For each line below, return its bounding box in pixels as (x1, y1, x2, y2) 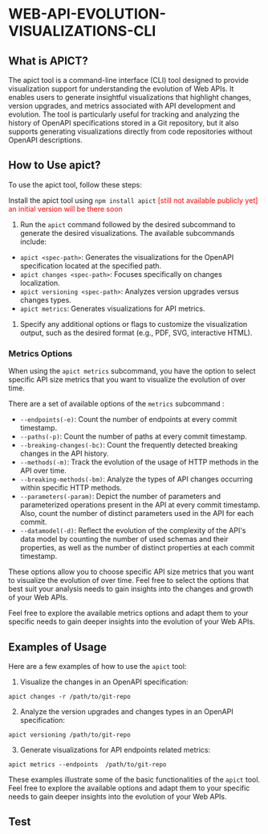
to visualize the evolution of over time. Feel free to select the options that (8, 576, 250, 585)
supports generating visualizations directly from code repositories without (8, 126, 253, 136)
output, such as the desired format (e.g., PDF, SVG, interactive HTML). (19, 328, 253, 337)
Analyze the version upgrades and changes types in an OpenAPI (19, 706, 234, 716)
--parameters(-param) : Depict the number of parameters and (19, 492, 221, 502)
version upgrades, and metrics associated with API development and (8, 101, 236, 110)
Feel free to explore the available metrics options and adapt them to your (8, 609, 249, 618)
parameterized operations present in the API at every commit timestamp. (19, 500, 261, 510)
